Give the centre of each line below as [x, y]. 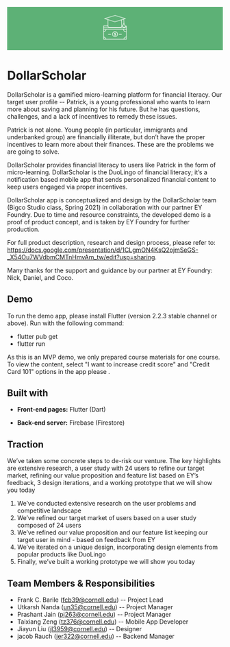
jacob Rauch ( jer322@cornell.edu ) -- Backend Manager [95, 636]
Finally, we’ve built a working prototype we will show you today [106, 562]
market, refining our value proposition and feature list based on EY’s [103, 475]
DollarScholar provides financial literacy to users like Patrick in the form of [112, 165]
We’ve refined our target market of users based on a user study [107, 518]
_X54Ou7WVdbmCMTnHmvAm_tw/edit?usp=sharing [81, 257]
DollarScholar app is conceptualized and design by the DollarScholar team [112, 200]
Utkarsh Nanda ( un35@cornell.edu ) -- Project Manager [95, 607]
